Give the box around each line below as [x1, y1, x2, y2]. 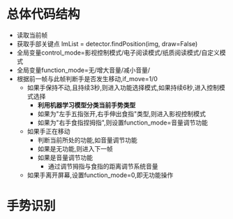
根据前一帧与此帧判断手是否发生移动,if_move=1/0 [16, 74, 158, 83]
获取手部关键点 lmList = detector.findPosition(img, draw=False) [16, 39, 198, 48]
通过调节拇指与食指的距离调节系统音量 [47, 162, 158, 170]
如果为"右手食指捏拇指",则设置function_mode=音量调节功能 [37, 118, 209, 127]
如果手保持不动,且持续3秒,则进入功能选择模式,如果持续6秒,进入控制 [27, 83, 220, 92]
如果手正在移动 [27, 127, 70, 135]
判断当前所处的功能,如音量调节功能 [37, 136, 137, 144]
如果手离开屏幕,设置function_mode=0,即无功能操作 [27, 171, 174, 179]
